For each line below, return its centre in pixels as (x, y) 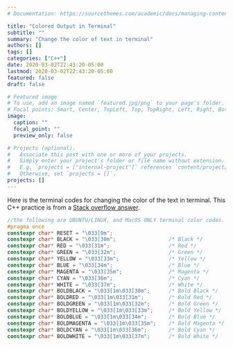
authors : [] (24, 46)
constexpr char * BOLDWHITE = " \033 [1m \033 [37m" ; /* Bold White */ (113, 336)
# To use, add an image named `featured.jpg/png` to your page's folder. (116, 103)
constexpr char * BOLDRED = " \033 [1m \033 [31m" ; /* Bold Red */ (110, 298)
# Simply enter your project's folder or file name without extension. (116, 161)
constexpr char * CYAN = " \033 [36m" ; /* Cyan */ (103, 278)
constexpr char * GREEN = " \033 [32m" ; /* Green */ (105, 253)
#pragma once (26, 226)
